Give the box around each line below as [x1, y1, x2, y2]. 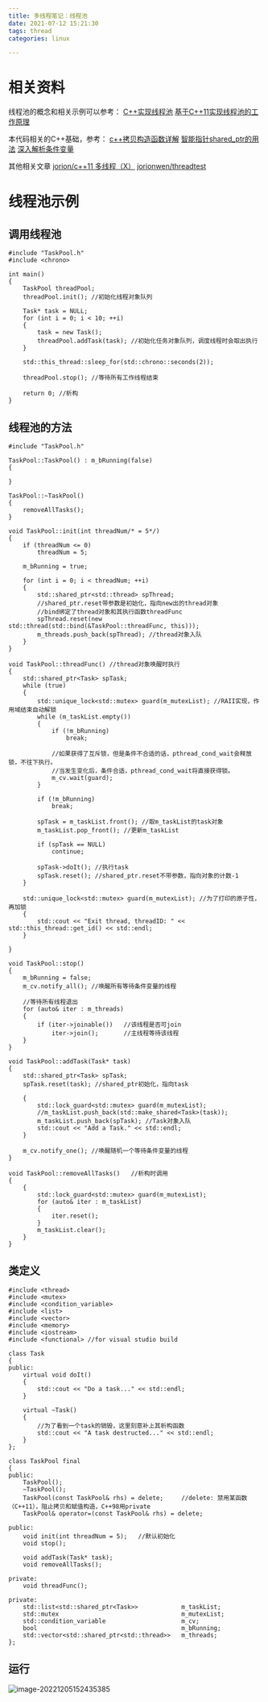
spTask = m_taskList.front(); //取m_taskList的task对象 [37, 818, 224, 826]
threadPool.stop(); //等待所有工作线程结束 [23, 374, 159, 382]
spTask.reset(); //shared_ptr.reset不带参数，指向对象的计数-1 [37, 872, 239, 880]
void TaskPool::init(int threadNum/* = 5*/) [8, 527, 160, 535]
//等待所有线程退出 [23, 998, 79, 1006]
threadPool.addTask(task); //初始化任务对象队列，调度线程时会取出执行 [37, 337, 258, 346]
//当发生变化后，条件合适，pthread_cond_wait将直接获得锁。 [51, 767, 234, 775]
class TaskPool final [8, 1457, 81, 1465]
